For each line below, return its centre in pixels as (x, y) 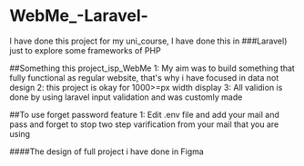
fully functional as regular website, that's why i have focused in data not (144, 77)
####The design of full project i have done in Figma (107, 151)
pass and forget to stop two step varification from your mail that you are (144, 124)
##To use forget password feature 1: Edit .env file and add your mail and (144, 114)
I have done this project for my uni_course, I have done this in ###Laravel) (148, 41)
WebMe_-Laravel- (79, 16)
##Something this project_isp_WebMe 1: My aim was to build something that (152, 68)
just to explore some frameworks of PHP (85, 50)
